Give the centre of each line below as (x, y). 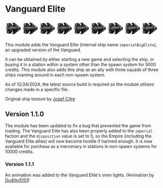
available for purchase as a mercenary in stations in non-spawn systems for (81, 147)
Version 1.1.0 (25, 114)
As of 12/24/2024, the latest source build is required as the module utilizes (80, 84)
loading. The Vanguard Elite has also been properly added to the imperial (79, 131)
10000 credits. (19, 151)
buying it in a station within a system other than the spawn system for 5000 (81, 64)
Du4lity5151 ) (18, 180)
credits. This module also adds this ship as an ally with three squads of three (82, 70)
